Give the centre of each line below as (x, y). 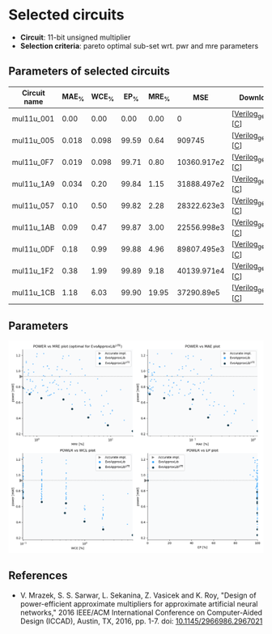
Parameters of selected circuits (89, 72)
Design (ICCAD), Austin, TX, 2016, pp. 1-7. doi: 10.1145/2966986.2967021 (141, 621)
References (38, 576)
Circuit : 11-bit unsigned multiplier (75, 37)
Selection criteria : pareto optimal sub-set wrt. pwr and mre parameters (139, 45)
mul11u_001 (33, 118)
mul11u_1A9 (33, 184)
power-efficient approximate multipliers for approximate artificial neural (139, 603)
